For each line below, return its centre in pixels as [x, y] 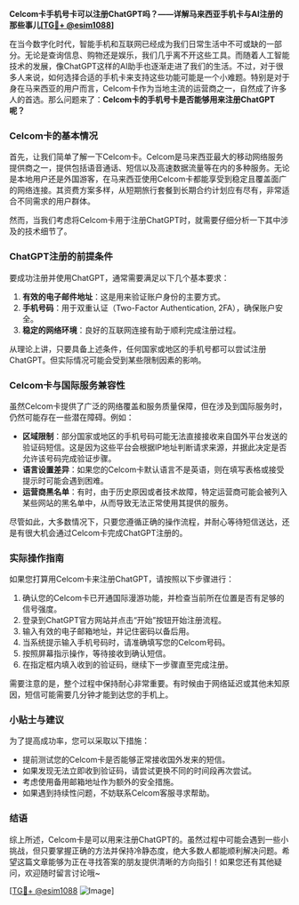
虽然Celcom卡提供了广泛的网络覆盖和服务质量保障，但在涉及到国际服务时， [148, 406]
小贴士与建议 [37, 720]
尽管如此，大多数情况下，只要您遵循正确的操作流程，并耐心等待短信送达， [145, 521]
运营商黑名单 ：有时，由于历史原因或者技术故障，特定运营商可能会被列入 [154, 492]
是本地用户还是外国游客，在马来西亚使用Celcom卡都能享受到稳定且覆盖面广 [148, 179]
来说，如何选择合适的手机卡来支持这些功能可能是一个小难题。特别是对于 [157, 77]
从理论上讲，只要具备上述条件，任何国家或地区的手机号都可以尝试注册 [138, 348]
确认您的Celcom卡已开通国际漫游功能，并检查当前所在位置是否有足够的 [153, 598]
